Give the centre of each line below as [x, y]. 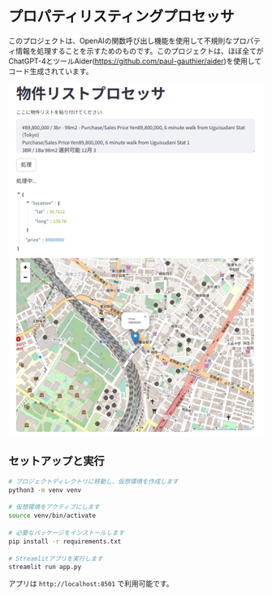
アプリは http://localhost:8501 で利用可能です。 [91, 584]
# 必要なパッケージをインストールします [66, 533]
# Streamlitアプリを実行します [56, 559]
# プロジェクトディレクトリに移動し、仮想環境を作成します [93, 481]
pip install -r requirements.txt [65, 542]
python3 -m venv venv [45, 490]
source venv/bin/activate [52, 516]
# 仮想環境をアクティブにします [54, 507]
